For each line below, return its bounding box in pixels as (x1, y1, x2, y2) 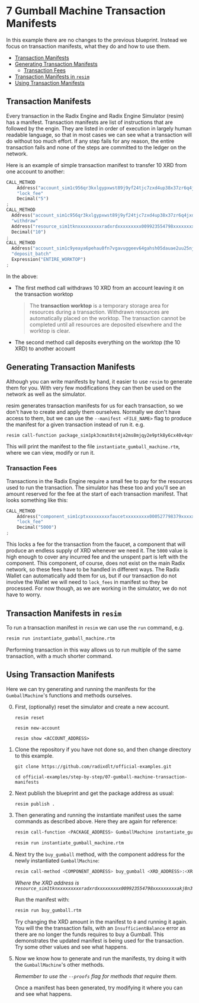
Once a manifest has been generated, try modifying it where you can (14, 984, 183, 991)
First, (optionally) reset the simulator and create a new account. (14, 703, 170, 710)
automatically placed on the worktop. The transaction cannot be (29, 314, 186, 321)
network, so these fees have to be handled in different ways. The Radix (6, 566, 180, 573)
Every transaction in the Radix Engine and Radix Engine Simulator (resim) (6, 112, 184, 119)
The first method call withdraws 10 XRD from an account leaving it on (14, 284, 184, 291)
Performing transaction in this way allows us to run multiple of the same (6, 646, 181, 653)
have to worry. (6, 591, 41, 598)
